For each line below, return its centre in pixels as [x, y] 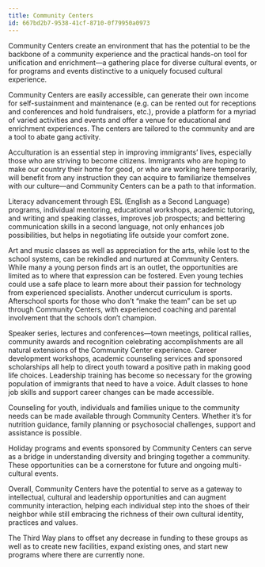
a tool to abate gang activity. [55, 136]
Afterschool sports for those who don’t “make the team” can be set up [123, 301]
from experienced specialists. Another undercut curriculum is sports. [121, 292]
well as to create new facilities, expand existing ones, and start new [118, 546]
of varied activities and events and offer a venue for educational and [119, 120]
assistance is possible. [45, 432]
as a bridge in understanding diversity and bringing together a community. [129, 456]
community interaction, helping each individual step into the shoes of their [129, 505]
